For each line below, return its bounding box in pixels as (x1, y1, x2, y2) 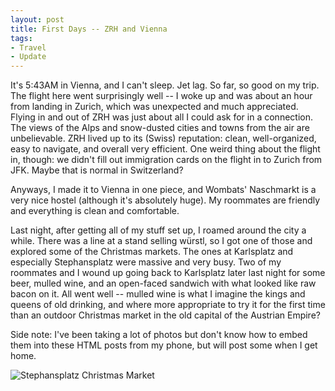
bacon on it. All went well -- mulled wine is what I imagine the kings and (10, 288, 306, 300)
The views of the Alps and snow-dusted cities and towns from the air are (10, 122, 310, 134)
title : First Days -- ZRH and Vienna (10, 24, 168, 34)
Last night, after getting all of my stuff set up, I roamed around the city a (10, 224, 307, 236)
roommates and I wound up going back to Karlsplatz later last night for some (10, 267, 326, 279)
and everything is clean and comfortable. (10, 205, 180, 217)
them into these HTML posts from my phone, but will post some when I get (10, 339, 318, 351)
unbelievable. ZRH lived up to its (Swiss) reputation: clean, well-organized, (10, 132, 317, 145)
